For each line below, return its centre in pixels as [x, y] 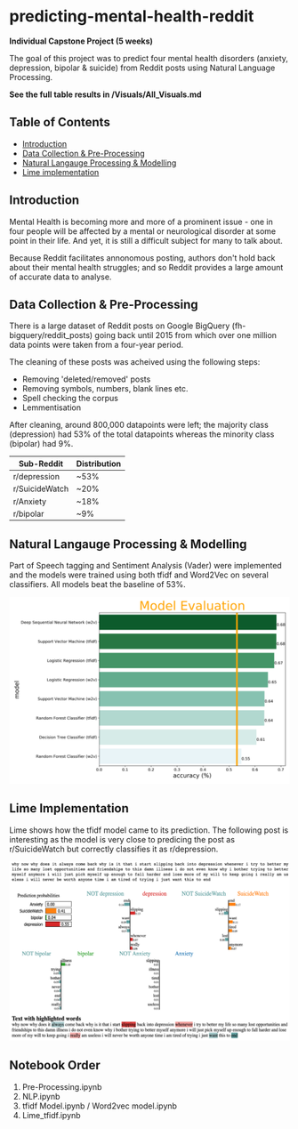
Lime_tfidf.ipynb [52, 1115]
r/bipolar [28, 513]
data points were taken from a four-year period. [97, 345]
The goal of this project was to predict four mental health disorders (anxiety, [149, 58]
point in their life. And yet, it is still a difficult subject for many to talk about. [146, 240]
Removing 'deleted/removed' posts [86, 379]
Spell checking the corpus [70, 399]
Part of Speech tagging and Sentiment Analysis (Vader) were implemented [145, 566]
